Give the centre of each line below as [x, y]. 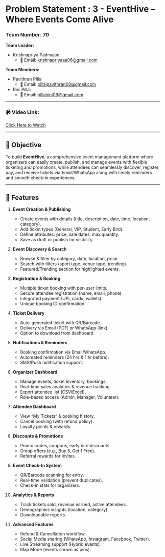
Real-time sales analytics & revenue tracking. [65, 387]
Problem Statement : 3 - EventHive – [81, 9]
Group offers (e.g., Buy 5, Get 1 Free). [58, 451]
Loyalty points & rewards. [46, 427]
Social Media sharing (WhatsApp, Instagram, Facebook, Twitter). [85, 539]
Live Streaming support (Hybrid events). [60, 544]
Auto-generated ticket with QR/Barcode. [60, 323]
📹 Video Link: [23, 112]
